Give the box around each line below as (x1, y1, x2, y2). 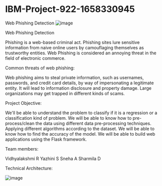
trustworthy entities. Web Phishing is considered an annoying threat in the (5, 50, 157, 56)
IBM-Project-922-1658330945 (5, 3, 135, 15)
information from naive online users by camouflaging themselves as (5, 44, 144, 50)
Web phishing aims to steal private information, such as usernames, (5, 74, 144, 80)
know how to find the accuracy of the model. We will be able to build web (5, 131, 156, 137)
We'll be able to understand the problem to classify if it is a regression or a (5, 110, 158, 116)
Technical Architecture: (5, 165, 53, 171)
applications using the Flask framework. (5, 136, 87, 142)
